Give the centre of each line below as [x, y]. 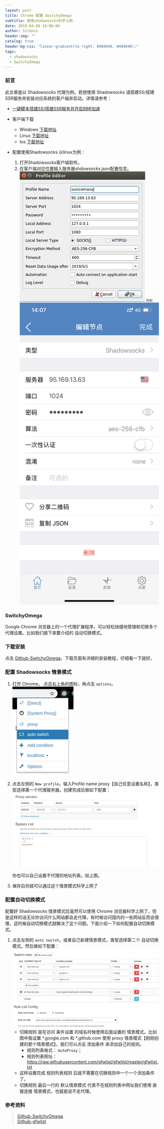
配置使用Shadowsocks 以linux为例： [49, 152]
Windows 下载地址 [38, 129]
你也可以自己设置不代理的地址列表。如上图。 [57, 876]
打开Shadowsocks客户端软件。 [51, 162]
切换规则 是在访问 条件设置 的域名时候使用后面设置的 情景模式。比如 [88, 1032]
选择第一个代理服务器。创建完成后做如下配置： [63, 790]
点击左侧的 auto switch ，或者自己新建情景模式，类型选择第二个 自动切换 [85, 940]
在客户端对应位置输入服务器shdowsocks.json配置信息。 [75, 168]
